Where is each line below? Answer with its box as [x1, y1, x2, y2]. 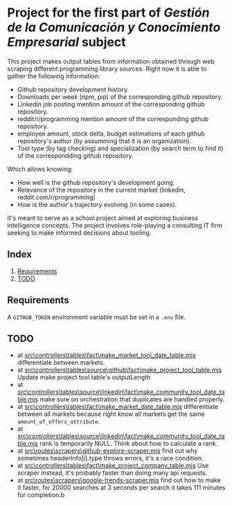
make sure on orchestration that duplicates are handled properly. [39, 395, 225, 404]
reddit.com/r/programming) [17, 192, 96, 201]
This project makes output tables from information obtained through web [7, 57, 215, 65]
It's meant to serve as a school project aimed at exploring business [7, 213, 199, 222]
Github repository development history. [17, 85, 130, 93]
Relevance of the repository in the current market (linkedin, [17, 186, 186, 194]
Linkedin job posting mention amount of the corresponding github [17, 100, 205, 108]
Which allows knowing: [7, 165, 73, 173]
